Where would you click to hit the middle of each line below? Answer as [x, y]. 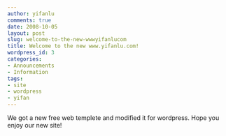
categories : [24, 59]
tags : [15, 78]
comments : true [29, 20]
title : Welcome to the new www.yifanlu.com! [73, 46]
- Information [28, 72]
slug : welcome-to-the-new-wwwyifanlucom [67, 40]
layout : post [26, 33]
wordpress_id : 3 [31, 53]
